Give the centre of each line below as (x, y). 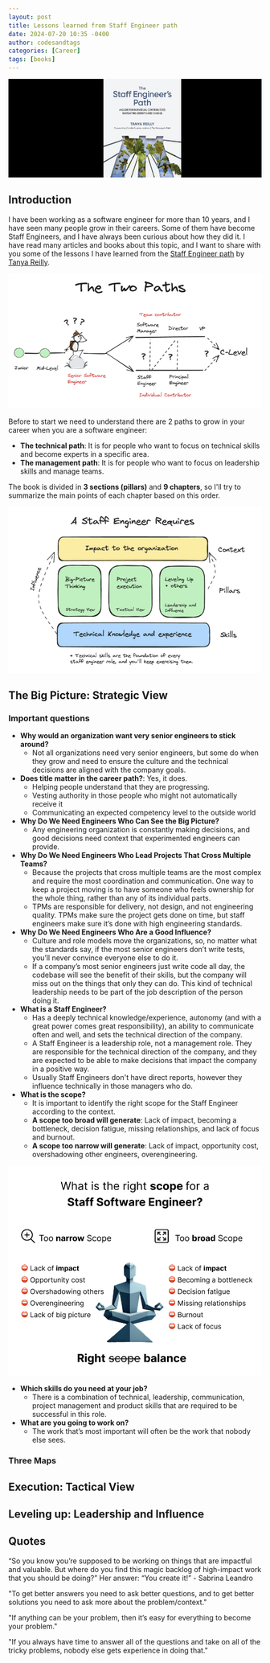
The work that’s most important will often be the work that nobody (141, 1431)
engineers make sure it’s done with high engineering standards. (137, 924)
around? (34, 745)
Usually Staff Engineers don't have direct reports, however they (137, 1078)
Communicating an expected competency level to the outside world (144, 813)
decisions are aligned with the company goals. (109, 770)
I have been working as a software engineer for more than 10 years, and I (129, 219)
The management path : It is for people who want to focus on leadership (139, 463)
